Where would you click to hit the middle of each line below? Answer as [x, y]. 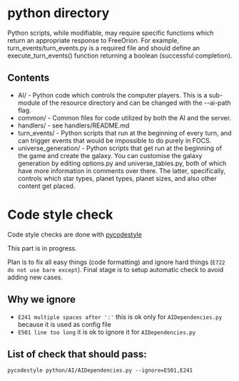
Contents [29, 78]
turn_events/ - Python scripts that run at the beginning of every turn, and [124, 132]
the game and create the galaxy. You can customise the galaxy [110, 155]
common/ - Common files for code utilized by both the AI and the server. [124, 118]
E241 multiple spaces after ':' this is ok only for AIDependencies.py [120, 317]
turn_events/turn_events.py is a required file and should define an [104, 48]
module [29, 103]
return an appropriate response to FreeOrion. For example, [93, 40]
